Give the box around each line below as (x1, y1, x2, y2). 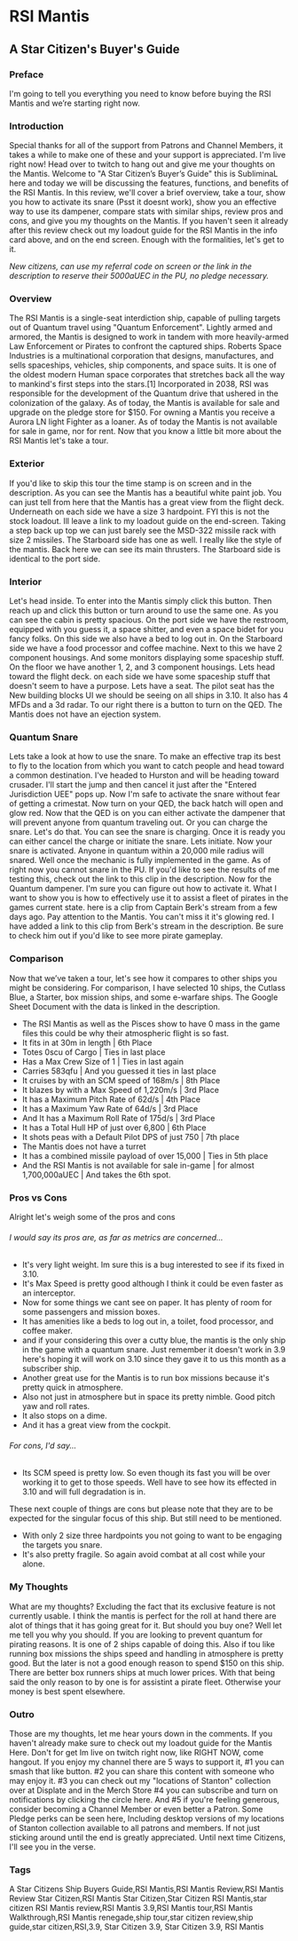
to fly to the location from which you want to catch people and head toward (9, 761, 285, 772)
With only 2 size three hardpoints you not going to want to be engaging (21, 1530, 282, 1541)
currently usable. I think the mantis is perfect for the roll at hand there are (9, 1610, 277, 1621)
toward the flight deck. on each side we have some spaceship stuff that (9, 671, 271, 682)
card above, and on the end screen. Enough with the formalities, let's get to (9, 234, 285, 245)
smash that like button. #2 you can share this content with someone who (9, 1765, 275, 1777)
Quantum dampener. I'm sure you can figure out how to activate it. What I (9, 883, 278, 894)
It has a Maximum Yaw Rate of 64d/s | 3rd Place (21, 1103, 199, 1113)
